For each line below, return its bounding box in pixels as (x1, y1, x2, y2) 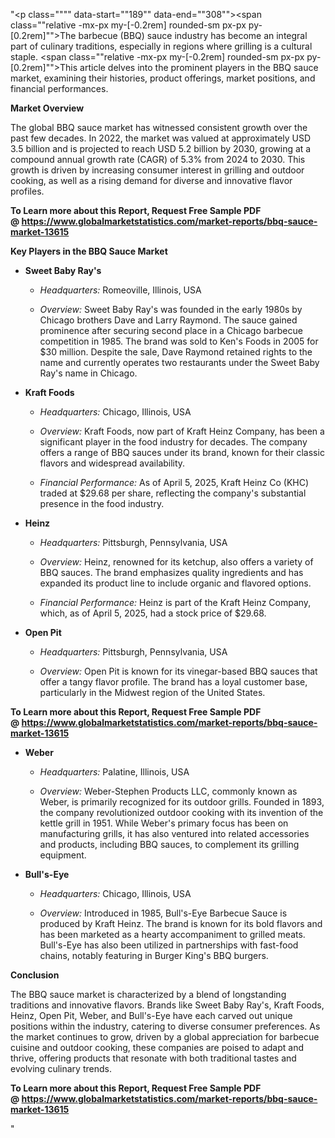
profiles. (10, 185, 45, 197)
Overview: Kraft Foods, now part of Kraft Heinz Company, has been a (39, 425, 325, 437)
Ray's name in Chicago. (39, 367, 138, 379)
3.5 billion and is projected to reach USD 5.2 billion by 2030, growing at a (10, 143, 312, 154)
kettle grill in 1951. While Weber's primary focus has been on (39, 817, 289, 829)
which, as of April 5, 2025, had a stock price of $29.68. (39, 607, 267, 619)
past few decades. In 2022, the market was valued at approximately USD (10, 132, 312, 144)
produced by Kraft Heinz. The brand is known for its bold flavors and (39, 918, 323, 929)
